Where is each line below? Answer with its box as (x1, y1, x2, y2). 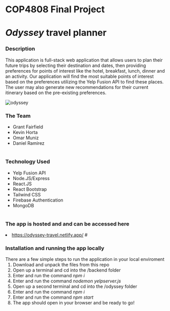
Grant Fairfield (12, 124, 44, 130)
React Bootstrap (12, 186, 47, 192)
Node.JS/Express (12, 175, 50, 181)
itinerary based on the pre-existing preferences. (5, 90, 107, 96)
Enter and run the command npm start (12, 294, 94, 300)
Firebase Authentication (12, 197, 63, 203)
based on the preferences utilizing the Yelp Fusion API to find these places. (5, 78, 164, 85)
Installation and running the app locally (5, 245, 104, 252)
